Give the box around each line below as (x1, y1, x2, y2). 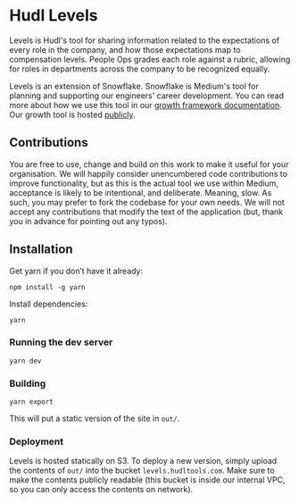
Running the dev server (9, 336, 113, 348)
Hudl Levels (9, 5, 98, 26)
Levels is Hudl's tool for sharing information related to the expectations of (9, 35, 279, 46)
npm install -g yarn (9, 282, 87, 291)
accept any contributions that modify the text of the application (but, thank (9, 206, 284, 217)
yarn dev (9, 356, 42, 365)
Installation (9, 242, 73, 257)
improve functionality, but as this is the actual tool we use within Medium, (9, 178, 279, 189)
